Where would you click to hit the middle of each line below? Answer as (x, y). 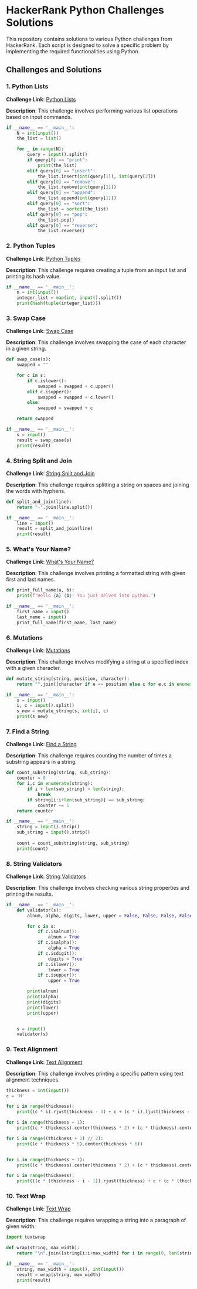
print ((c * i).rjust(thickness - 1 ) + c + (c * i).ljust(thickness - (103, 1112)
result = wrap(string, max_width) (59, 1275)
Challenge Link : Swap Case (40, 331)
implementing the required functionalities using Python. (73, 51)
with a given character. (34, 668)
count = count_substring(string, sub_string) (73, 843)
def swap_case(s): (28, 359)
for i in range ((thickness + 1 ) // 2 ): (55, 1138)
